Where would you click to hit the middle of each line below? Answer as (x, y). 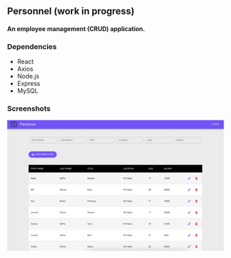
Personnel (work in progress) (71, 11)
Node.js (28, 76)
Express (29, 84)
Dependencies (32, 46)
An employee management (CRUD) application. (76, 29)
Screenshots (29, 109)
